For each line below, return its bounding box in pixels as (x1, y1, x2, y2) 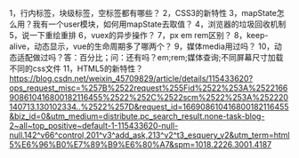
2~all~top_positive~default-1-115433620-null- (9, 121, 179, 130)
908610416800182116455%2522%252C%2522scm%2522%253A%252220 (9, 92, 289, 102)
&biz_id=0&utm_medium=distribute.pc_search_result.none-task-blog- (9, 111, 265, 122)
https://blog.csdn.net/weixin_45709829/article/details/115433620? (9, 74, 254, 83)
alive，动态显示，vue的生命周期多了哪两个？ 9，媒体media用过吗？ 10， (9, 41, 275, 51)
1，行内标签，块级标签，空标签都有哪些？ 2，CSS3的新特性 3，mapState (9, 8, 278, 18)
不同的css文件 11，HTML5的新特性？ (9, 63, 144, 74)
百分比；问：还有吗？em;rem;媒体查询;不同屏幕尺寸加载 (78, 52, 284, 62)
